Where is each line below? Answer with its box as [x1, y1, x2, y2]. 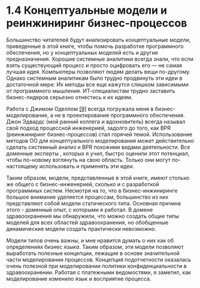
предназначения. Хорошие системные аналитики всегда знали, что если [6, 55, 193, 62]
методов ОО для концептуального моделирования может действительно [6, 137, 195, 144]
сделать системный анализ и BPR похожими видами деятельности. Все [6, 143, 190, 151]
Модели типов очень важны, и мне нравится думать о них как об [6, 236, 174, 244]
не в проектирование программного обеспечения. [54, 112, 185, 119]
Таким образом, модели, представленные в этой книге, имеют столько [6, 174, 190, 181]
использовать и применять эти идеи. [39, 163, 135, 170]
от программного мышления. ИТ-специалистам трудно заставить [6, 87, 175, 94]
